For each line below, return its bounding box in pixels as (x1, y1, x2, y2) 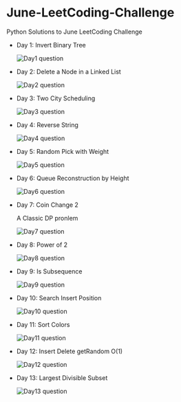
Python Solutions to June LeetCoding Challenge (6, 27, 142, 36)
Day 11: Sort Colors (16, 320, 70, 328)
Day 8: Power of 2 (16, 241, 68, 249)
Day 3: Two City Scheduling (16, 94, 96, 102)
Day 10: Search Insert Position (16, 293, 102, 302)
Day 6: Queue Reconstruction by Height (16, 174, 129, 182)
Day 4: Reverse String (16, 120, 78, 129)
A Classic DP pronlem (16, 214, 78, 222)
